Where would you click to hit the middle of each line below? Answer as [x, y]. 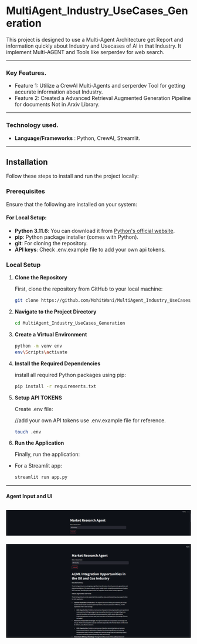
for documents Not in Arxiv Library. [57, 105]
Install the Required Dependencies [57, 363]
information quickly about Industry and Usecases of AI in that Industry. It [94, 46]
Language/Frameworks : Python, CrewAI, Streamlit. [77, 138]
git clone [27, 301]
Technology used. [32, 125]
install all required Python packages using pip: [70, 375]
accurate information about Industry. [59, 92]
